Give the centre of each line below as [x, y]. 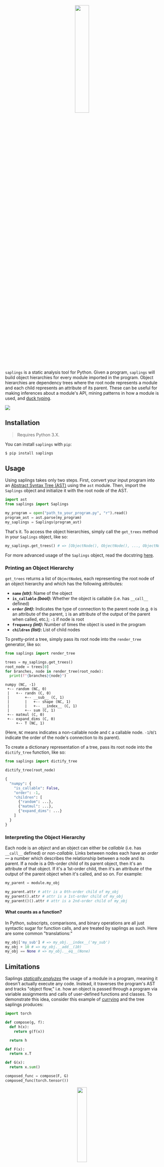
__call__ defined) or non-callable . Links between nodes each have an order [82, 853]
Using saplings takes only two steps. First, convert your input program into [80, 480]
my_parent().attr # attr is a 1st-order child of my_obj [64, 896]
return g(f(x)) [29, 1031]
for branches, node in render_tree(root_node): [54, 671]
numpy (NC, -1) [20, 685]
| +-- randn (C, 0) [29, 693]
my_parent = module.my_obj [32, 883]
